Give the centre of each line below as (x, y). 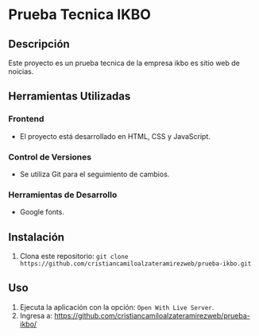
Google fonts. (42, 212)
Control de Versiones (50, 156)
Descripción (39, 44)
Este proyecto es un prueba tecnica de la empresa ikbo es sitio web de (124, 63)
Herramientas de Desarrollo (63, 195)
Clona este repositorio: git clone (74, 257)
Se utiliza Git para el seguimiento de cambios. (95, 174)
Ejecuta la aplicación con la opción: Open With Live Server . (117, 307)
